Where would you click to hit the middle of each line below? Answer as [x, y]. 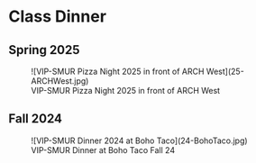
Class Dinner [58, 17]
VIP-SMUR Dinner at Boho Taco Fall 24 [103, 149]
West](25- [225, 71]
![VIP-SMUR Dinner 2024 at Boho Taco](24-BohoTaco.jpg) [140, 140]
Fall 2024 [36, 119]
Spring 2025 [44, 50]
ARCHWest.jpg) [60, 81]
